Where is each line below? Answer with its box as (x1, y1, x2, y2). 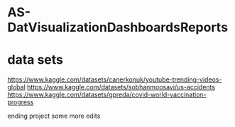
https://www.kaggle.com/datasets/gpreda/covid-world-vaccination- (7, 90, 207, 99)
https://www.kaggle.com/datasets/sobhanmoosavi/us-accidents (27, 83, 215, 92)
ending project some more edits (7, 111, 101, 121)
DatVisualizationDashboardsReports (7, 19, 229, 35)
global (7, 83, 26, 92)
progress (7, 98, 34, 106)
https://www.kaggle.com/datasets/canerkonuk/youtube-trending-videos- (7, 75, 222, 84)
